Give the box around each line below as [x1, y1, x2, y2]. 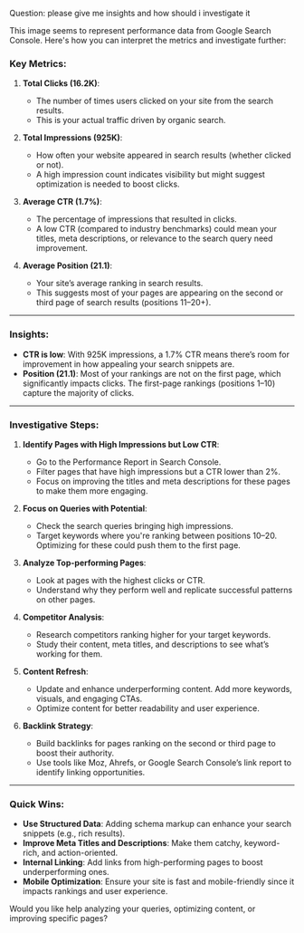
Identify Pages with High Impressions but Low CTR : [22, 438, 220, 449]
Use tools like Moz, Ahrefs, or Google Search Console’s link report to [35, 756, 292, 768]
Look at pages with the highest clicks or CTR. [35, 574, 205, 585]
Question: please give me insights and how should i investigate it [9, 8, 251, 18]
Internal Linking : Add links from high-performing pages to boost [22, 857, 264, 868]
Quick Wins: [9, 797, 65, 810]
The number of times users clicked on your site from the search [35, 95, 274, 107]
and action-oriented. [41, 847, 119, 859]
